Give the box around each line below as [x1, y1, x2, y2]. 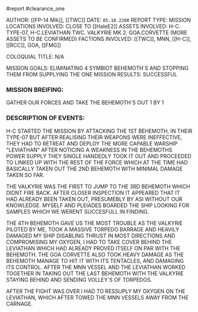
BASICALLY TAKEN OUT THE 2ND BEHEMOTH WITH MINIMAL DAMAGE [6, 165, 183, 172]
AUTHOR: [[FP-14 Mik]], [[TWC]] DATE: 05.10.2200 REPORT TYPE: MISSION [6, 17, 191, 23]
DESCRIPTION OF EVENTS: [6, 114, 85, 122]
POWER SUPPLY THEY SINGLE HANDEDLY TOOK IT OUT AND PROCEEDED [6, 152, 192, 159]
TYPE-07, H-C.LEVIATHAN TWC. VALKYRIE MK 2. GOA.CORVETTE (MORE [6, 29, 187, 36]
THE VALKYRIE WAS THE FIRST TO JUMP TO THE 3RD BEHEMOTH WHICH [6, 183, 190, 190]
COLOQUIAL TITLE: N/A [6, 53, 64, 60]
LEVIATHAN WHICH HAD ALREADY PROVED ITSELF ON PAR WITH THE [6, 245, 181, 252]
